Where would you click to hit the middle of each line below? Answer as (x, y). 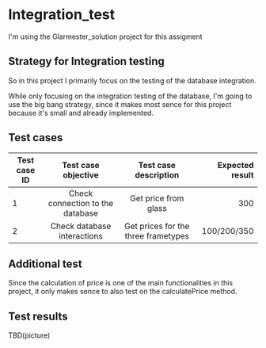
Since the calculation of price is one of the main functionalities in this (121, 283)
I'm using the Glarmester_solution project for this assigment (106, 36)
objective (81, 174)
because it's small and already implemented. (81, 113)
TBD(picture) (29, 335)
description (157, 174)
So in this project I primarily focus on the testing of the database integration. (133, 80)
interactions (81, 235)
